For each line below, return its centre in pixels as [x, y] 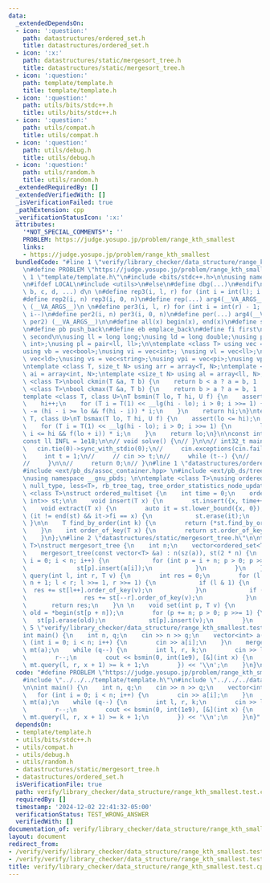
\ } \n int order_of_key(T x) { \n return [115, 531]
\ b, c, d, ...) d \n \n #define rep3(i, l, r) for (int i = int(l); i [142, 292]
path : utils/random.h [59, 173]
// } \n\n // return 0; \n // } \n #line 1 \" [106, 464]
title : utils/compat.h [61, 135]
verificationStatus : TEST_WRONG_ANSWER [82, 814]
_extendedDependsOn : [50, 23]
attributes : [36, 225]
